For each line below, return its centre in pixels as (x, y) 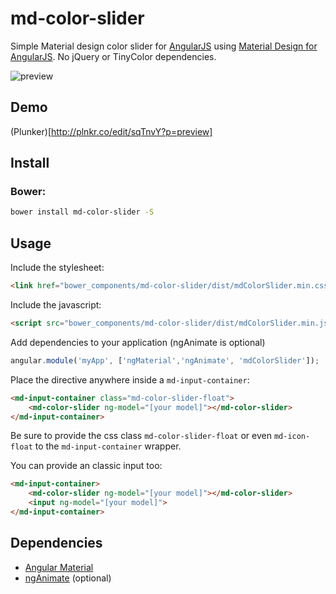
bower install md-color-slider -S (82, 212)
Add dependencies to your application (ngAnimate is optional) (138, 342)
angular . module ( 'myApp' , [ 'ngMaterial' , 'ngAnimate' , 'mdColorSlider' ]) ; (165, 360)
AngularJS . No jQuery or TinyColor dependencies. (113, 56)
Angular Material (59, 567)
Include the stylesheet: (57, 268)
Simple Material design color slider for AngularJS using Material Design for (164, 46)
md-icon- (292, 437)
